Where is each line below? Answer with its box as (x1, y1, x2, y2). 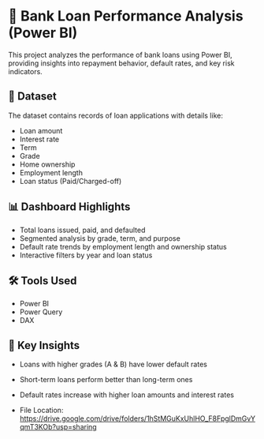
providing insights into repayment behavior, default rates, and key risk (8, 58, 235, 68)
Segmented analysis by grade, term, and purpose (19, 233, 181, 243)
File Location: (19, 406, 64, 415)
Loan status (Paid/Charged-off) (19, 176, 122, 186)
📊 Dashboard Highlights (8, 201, 131, 214)
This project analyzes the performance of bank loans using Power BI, (8, 50, 232, 59)
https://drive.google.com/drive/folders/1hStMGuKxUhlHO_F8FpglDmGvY (19, 414, 256, 423)
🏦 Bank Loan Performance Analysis (8, 7, 244, 25)
